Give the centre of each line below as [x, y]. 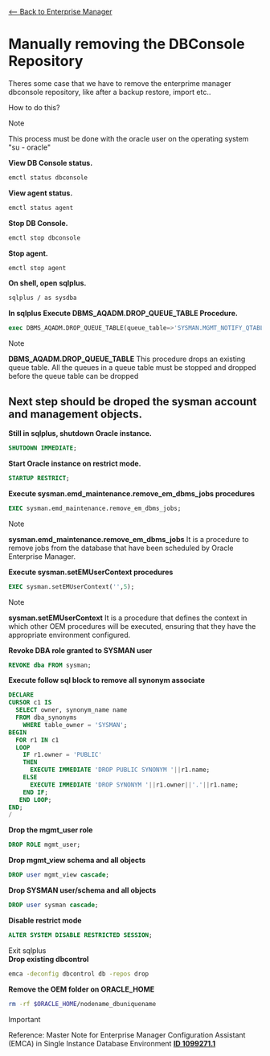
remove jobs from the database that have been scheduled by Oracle [121, 548]
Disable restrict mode [45, 920]
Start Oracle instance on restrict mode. [75, 463]
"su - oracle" [29, 147]
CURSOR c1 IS [30, 703]
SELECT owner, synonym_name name [72, 710]
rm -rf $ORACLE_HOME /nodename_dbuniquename [82, 1004]
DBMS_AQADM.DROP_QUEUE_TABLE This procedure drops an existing [127, 359]
